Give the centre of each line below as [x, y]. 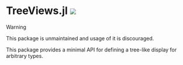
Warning [16, 27]
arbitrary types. [25, 56]
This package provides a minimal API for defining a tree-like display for [91, 49]
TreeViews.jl [37, 11]
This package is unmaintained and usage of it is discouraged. [80, 38]
